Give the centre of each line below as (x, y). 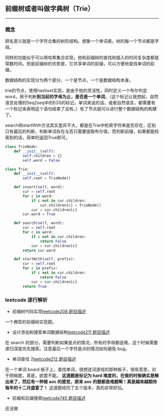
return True (35, 286)
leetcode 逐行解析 (26, 300)
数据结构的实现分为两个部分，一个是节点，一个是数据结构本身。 (69, 80)
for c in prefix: (40, 268)
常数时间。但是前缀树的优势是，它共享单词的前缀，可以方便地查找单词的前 (80, 64)
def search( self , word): (39, 223)
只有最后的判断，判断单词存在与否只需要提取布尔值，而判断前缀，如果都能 (80, 131)
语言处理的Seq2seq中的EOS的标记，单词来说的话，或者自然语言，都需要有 (80, 103)
